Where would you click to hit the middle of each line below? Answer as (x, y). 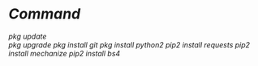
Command (45, 14)
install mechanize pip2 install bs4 (64, 53)
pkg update (28, 36)
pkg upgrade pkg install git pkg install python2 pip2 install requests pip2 (129, 44)
